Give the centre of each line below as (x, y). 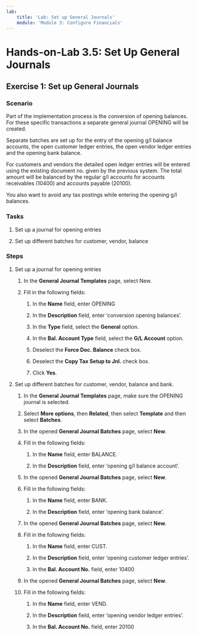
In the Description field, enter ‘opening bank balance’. (98, 511)
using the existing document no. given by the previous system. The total (94, 171)
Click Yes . (45, 373)
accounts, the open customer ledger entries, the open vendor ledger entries (99, 147)
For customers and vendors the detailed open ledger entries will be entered (98, 164)
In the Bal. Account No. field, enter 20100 (83, 627)
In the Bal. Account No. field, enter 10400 (83, 569)
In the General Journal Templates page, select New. (88, 281)
